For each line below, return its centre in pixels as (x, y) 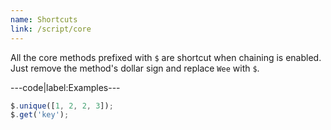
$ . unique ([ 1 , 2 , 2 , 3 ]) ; (62, 106)
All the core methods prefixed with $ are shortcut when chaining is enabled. (166, 57)
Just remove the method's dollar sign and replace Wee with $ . (135, 68)
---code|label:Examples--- (65, 87)
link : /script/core (51, 29)
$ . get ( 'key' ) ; (40, 115)
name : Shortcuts (44, 19)
